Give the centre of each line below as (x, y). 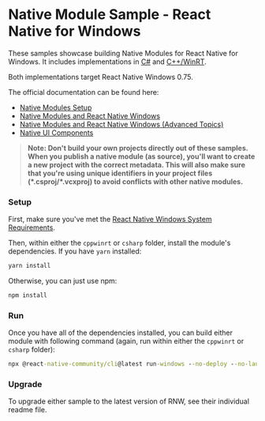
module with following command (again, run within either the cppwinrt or (126, 341)
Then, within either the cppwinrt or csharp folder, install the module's (119, 243)
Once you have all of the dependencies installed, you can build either (121, 333)
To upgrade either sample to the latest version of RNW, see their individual (129, 401)
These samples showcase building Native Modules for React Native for (123, 53)
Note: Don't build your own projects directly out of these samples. (138, 148)
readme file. (28, 410)
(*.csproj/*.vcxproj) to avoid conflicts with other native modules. (135, 181)
